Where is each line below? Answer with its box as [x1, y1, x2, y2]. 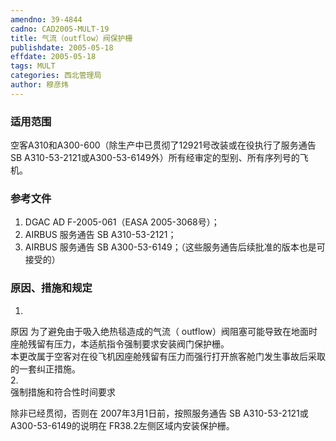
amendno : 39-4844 [10, 14, 83, 25]
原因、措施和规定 [10, 281, 93, 295]
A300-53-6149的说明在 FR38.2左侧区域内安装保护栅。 [10, 419, 235, 431]
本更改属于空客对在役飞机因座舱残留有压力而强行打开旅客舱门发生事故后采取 [10, 350, 326, 362]
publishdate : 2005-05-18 [10, 42, 114, 53]
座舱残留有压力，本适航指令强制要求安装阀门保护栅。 [10, 337, 230, 350]
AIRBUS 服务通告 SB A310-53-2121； [24, 229, 177, 241]
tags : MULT [10, 61, 56, 71]
